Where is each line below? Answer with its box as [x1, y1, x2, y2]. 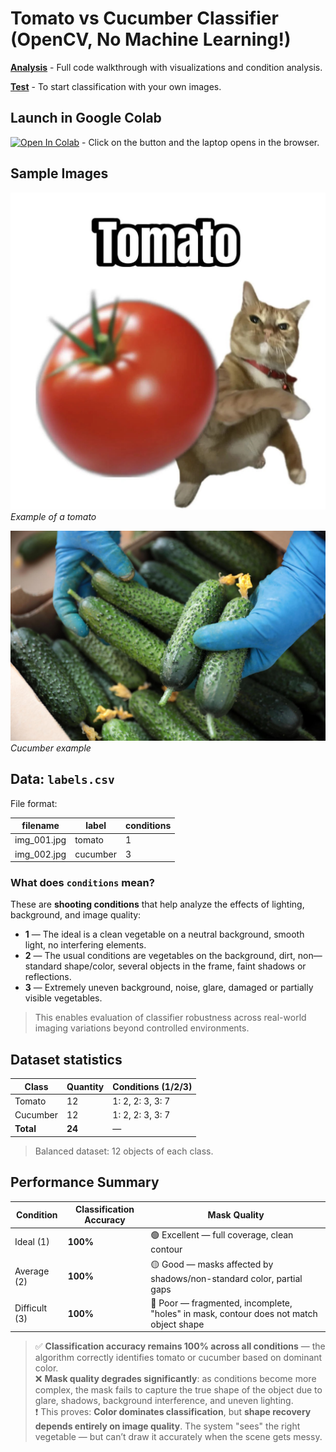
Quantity [66, 1080, 105, 1092]
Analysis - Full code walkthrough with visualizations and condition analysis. [10, 61, 323, 73]
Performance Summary [10, 1174, 160, 1191]
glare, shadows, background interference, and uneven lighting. [34, 1395, 294, 1407]
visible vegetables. [24, 992, 103, 1004]
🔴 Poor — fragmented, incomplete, [150, 1297, 293, 1309]
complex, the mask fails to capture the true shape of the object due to [34, 1384, 323, 1396]
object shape [150, 1318, 205, 1330]
